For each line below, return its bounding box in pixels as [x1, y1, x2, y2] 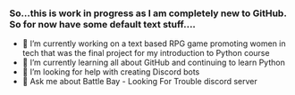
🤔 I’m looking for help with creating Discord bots [21, 67, 200, 77]
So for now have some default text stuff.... [9, 18, 197, 30]
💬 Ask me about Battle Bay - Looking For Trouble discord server [21, 76, 257, 87]
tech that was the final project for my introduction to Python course [21, 48, 270, 59]
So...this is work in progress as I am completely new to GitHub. [9, 7, 287, 20]
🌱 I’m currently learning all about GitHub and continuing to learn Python [21, 57, 286, 68]
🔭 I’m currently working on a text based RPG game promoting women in [21, 38, 286, 49]
